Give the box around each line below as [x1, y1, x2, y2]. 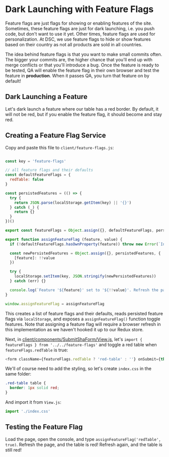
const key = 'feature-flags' [5, 158, 66, 164]
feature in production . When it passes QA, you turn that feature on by [5, 72, 150, 78]
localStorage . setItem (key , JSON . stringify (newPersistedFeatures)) [14, 274, 156, 279]
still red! [5, 446, 22, 453]
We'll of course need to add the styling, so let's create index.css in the [5, 365, 152, 372]
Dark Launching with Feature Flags [5, 4, 154, 15]
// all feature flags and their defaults [5, 167, 94, 173]
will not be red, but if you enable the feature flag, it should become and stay [5, 111, 162, 117]
